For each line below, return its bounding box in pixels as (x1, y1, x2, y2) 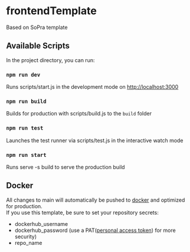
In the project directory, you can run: (6, 56, 95, 63)
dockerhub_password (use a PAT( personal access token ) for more (14, 227, 176, 234)
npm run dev (6, 71, 41, 78)
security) (14, 232, 37, 240)
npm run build (6, 98, 47, 105)
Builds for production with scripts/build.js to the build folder (6, 110, 152, 117)
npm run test (6, 125, 44, 131)
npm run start (6, 151, 47, 158)
